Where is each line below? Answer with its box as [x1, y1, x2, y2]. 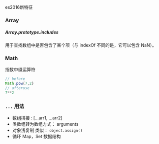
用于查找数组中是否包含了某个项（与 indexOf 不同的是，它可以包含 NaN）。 [5, 42, 157, 48]
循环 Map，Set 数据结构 [12, 133, 61, 139]
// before [5, 76, 26, 81]
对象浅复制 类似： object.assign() [12, 127, 83, 133]
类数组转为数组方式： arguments [12, 121, 79, 127]
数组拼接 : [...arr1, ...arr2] [12, 115, 63, 121]
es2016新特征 [5, 4, 33, 10]
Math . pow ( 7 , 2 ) [5, 81, 34, 86]
